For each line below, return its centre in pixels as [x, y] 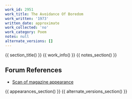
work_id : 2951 [19, 9]
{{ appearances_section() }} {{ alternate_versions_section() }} [66, 91]
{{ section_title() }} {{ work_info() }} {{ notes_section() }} [61, 55]
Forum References [33, 70]
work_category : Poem [26, 32]
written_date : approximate [32, 23]
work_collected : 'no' [27, 28]
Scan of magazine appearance [43, 82]
